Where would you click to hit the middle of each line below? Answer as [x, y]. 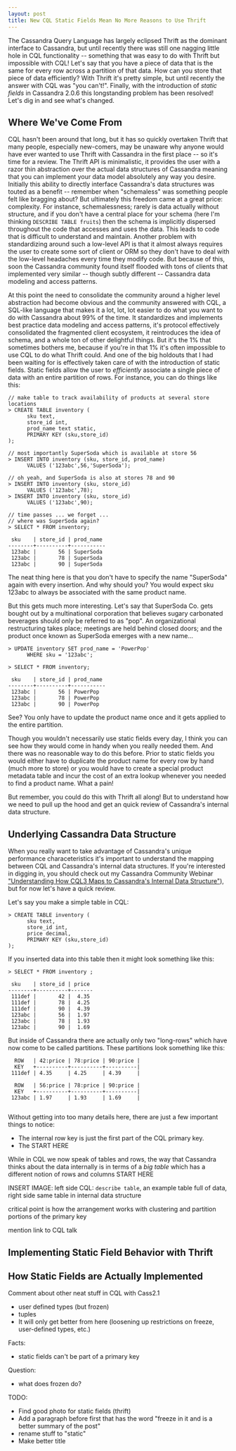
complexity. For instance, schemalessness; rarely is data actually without [113, 207]
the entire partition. [36, 725]
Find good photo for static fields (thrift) [74, 1411]
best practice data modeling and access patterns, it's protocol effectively [114, 325]
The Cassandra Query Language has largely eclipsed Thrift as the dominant [118, 40]
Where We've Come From [65, 122]
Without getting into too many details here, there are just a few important [113, 1117]
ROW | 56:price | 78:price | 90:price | [77, 1085]
